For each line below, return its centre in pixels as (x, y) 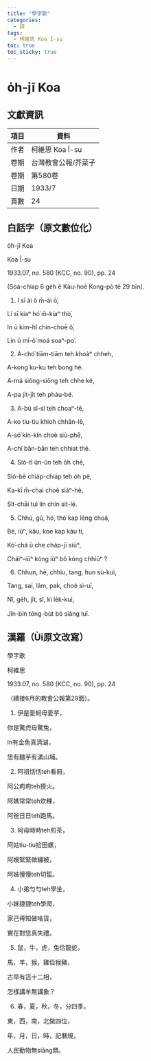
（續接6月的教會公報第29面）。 (50, 698)
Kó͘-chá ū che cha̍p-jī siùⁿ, (44, 545)
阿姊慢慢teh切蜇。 (33, 874)
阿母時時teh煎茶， (43, 830)
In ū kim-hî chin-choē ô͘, (41, 327)
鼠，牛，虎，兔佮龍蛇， (50, 947)
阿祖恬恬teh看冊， (43, 771)
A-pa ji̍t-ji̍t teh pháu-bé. (40, 394)
